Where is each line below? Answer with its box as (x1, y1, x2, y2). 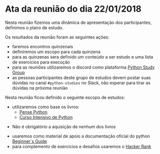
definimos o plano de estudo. (5, 24, 64, 30)
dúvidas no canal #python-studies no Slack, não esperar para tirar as (12, 79, 151, 86)
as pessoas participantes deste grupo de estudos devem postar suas (12, 75, 151, 80)
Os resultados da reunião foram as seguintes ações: (5, 34, 109, 40)
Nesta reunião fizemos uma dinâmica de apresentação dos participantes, (5, 19, 152, 25)
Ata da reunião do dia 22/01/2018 (5, 3, 142, 15)
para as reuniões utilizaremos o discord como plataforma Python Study (12, 64, 155, 70)
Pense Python (19, 109, 48, 115)
